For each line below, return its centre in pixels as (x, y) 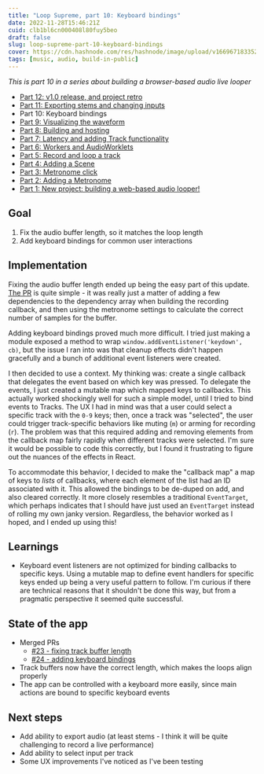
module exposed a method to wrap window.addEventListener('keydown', (125, 341)
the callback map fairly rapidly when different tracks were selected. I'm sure (131, 440)
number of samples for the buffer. (63, 317)
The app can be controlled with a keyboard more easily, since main (128, 684)
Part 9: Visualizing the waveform (72, 122)
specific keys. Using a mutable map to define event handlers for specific (137, 574)
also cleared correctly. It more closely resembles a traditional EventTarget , (128, 497)
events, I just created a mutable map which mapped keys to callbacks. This (130, 390)
